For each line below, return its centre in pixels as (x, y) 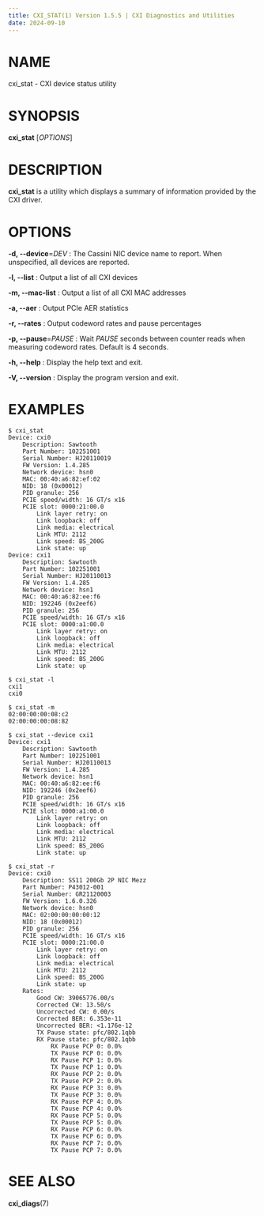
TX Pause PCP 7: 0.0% (86, 1150)
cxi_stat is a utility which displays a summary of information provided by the (132, 191)
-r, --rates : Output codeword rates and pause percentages (105, 323)
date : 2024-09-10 (37, 23)
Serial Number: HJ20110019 (67, 459)
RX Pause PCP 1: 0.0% (86, 1060)
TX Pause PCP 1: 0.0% (86, 1067)
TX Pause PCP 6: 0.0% (86, 1137)
